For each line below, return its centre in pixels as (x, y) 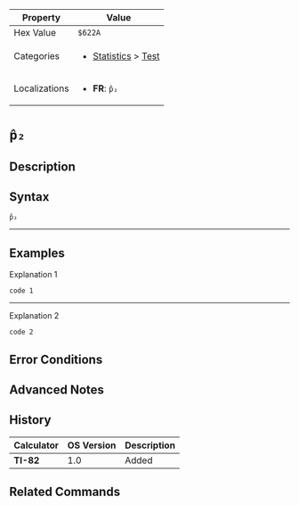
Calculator (36, 445)
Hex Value (35, 33)
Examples (37, 253)
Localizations (41, 88)
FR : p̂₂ (105, 88)
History (30, 420)
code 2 (21, 332)
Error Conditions (56, 359)
